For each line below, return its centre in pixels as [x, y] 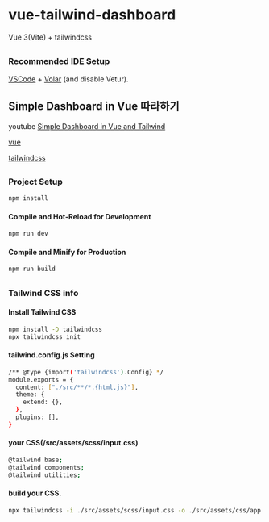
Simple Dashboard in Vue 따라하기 [94, 106]
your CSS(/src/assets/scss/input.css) [73, 443]
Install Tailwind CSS [42, 312]
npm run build [32, 269]
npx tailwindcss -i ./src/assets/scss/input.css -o [97, 510]
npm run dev [28, 234]
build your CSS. [35, 493]
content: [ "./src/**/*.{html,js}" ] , [77, 387]
